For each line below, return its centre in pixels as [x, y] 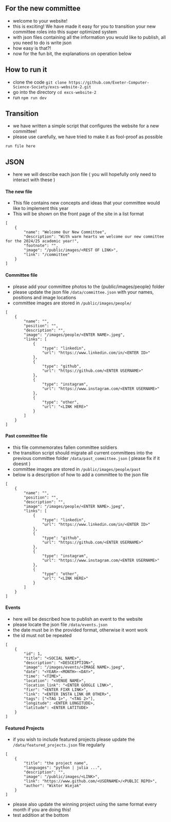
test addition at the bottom [41, 815]
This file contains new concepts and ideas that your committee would [86, 203]
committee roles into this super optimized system [65, 32]
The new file [19, 192]
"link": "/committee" [47, 255]
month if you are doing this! [42, 810]
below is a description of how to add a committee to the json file [81, 474]
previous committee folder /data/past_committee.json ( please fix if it [86, 458]
